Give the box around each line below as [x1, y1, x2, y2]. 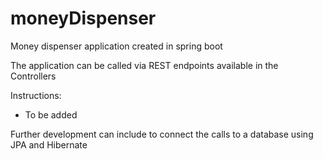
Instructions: [10, 89, 62, 101]
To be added [24, 108, 78, 121]
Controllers [10, 70, 57, 82]
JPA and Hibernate [10, 138, 88, 151]
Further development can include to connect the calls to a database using [10, 128, 314, 140]
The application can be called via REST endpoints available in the [10, 59, 279, 71]
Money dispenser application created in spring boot [10, 40, 223, 52]
